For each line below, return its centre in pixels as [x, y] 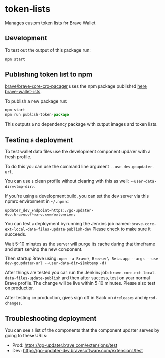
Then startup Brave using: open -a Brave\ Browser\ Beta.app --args [75, 258]
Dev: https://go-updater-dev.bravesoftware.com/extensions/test [78, 350]
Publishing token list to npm [49, 75]
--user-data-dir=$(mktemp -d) [76, 263]
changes [13, 303]
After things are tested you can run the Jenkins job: [57, 272]
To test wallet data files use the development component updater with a [78, 152]
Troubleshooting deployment [51, 318]
